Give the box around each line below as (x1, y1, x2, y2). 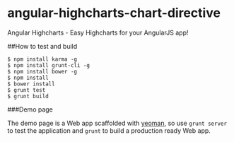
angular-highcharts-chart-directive (7, 5, 221, 21)
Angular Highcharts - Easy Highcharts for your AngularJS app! (7, 28, 189, 37)
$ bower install (7, 80, 55, 88)
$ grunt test (7, 86, 46, 93)
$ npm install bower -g (7, 68, 78, 75)
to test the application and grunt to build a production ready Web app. (7, 126, 211, 135)
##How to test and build (7, 42, 78, 50)
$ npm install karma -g (7, 55, 78, 63)
